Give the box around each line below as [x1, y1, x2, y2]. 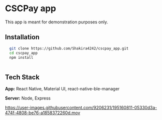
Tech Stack [5, 73, 40, 81]
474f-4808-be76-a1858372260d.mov [5, 110, 81, 116]
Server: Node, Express [5, 95, 51, 101]
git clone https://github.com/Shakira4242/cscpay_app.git [9, 46, 129, 51]
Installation [5, 33, 40, 41]
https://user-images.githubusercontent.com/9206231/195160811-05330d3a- [5, 105, 157, 111]
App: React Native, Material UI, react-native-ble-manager [5, 86, 120, 92]
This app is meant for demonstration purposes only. [5, 19, 108, 25]
